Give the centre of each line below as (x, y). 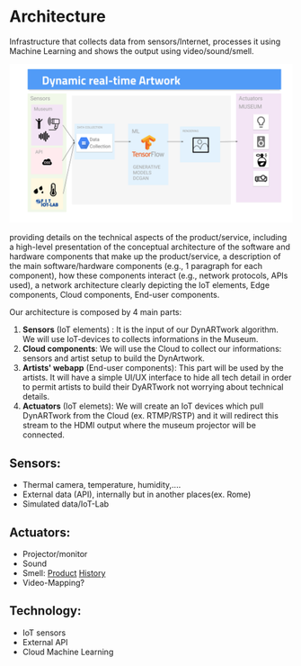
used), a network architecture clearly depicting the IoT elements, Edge (140, 285)
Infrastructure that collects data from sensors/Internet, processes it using (145, 41)
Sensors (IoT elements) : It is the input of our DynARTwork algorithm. (150, 329)
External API (45, 642)
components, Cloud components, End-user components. (115, 295)
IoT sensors (44, 633)
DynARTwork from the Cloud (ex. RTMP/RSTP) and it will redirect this (150, 416)
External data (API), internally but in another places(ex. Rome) (137, 495)
